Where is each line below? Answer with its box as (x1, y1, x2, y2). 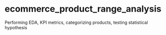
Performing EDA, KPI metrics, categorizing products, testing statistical (4, 19, 148, 25)
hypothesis (4, 24, 28, 30)
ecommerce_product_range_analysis (4, 3, 162, 15)
